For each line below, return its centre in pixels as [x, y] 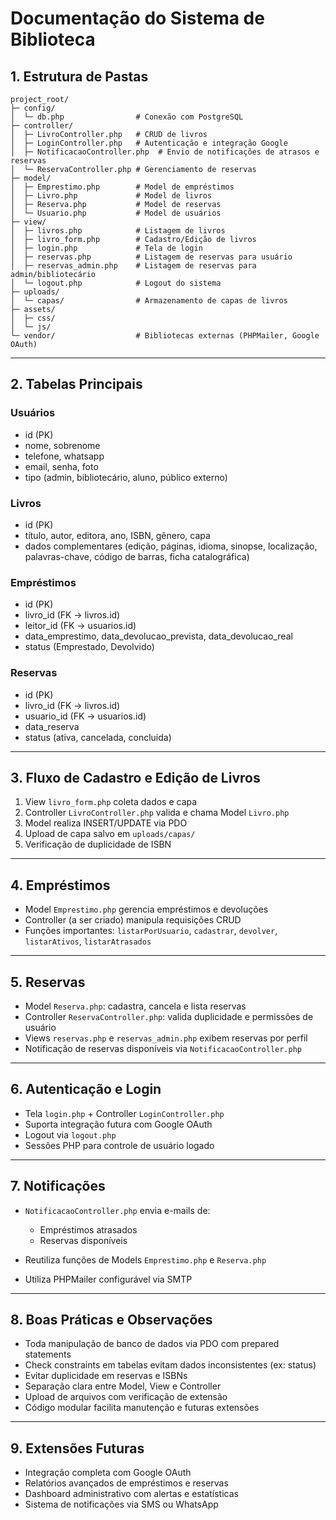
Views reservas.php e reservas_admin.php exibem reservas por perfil [166, 1038]
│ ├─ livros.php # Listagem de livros [118, 231]
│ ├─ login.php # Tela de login [106, 248]
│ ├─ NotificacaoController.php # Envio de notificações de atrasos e [165, 152]
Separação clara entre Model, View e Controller [123, 1386]
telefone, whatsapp [64, 456]
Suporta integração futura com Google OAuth [118, 1124]
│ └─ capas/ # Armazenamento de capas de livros [149, 301]
